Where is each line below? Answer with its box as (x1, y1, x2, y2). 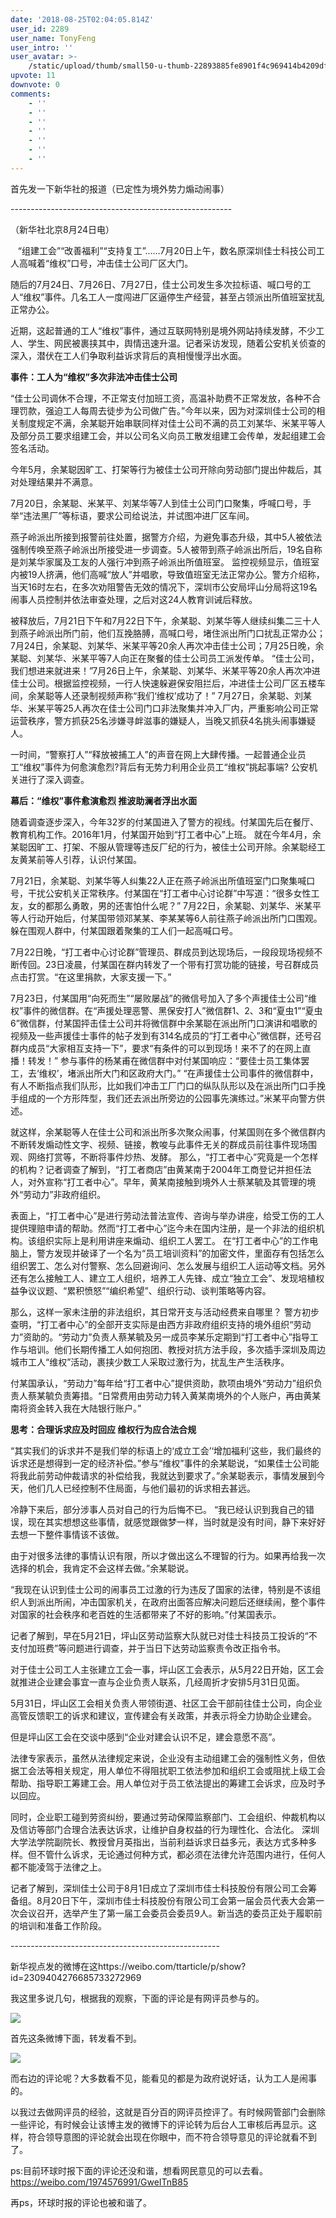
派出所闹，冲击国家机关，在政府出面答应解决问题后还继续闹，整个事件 (36, 1596, 326, 1608)
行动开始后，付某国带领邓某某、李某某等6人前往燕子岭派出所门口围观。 (27, 912, 323, 924)
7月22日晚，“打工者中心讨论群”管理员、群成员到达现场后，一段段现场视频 (10, 946, 315, 958)
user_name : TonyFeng (10, 33, 97, 43)
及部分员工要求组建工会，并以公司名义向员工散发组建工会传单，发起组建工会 (10, 429, 326, 441)
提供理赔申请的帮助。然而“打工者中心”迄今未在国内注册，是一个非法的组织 (10, 1222, 317, 1234)
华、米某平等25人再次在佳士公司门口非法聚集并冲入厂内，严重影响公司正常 (10, 702, 319, 714)
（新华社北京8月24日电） (10, 223, 115, 235)
